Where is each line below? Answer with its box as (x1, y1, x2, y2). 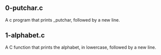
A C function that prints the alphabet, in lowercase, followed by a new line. (5, 44, 157, 50)
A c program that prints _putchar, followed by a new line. (5, 17, 120, 23)
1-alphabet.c (5, 31, 45, 40)
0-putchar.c (5, 4, 43, 12)
